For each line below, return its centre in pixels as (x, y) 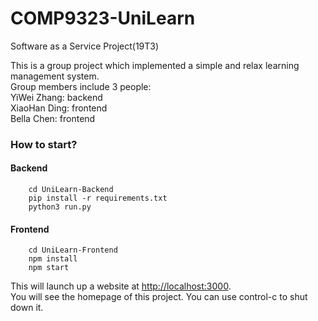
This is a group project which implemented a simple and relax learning (155, 65)
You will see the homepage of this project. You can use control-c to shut (159, 297)
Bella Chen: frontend (53, 118)
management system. (55, 76)
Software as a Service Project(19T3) (85, 46)
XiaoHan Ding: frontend (59, 108)
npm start (49, 268)
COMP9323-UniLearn (103, 18)
